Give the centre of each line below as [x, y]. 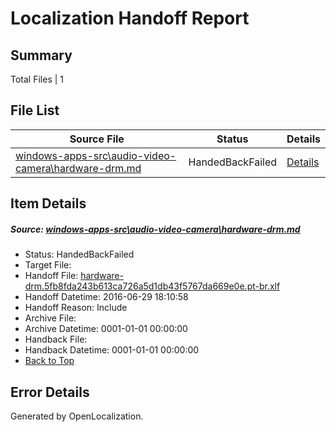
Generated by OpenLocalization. [77, 416]
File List [35, 110]
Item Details [48, 203]
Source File [97, 139]
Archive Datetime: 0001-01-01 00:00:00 [106, 329]
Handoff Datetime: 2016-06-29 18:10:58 [106, 297]
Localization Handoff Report [130, 18]
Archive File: [50, 318]
